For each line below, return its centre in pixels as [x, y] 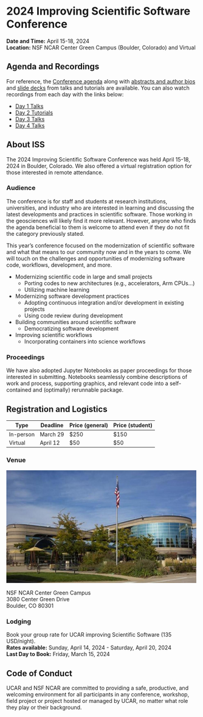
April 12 [50, 442]
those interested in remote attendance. [55, 172]
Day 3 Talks [30, 119]
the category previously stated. [46, 233]
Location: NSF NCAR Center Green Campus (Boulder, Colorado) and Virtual [101, 48]
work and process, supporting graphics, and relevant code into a [87, 383]
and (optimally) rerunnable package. [78, 390]
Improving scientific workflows [53, 335]
